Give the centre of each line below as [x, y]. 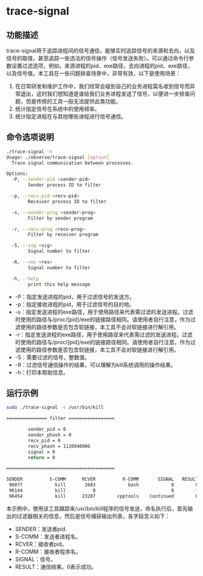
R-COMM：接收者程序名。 [48, 551]
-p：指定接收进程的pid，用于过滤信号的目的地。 [75, 304]
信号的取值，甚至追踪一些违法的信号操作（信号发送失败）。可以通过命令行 [98, 58]
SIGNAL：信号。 [35, 559]
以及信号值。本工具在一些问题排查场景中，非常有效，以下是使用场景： [94, 73]
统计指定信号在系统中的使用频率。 [57, 109]
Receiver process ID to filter [67, 201]
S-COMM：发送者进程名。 [48, 536]
